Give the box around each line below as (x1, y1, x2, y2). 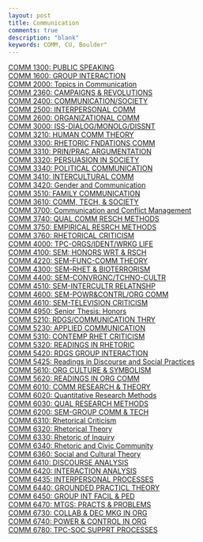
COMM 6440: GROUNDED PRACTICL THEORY (8, 483, 160, 493)
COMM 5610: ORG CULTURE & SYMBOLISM (8, 366, 152, 375)
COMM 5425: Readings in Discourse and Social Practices (8, 357, 195, 366)
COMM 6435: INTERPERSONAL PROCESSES (8, 475, 154, 484)
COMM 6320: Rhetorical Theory (8, 424, 113, 434)
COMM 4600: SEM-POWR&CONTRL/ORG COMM (8, 290, 169, 299)
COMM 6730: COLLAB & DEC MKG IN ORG (8, 508, 148, 518)
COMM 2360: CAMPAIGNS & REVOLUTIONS (8, 88, 152, 97)
